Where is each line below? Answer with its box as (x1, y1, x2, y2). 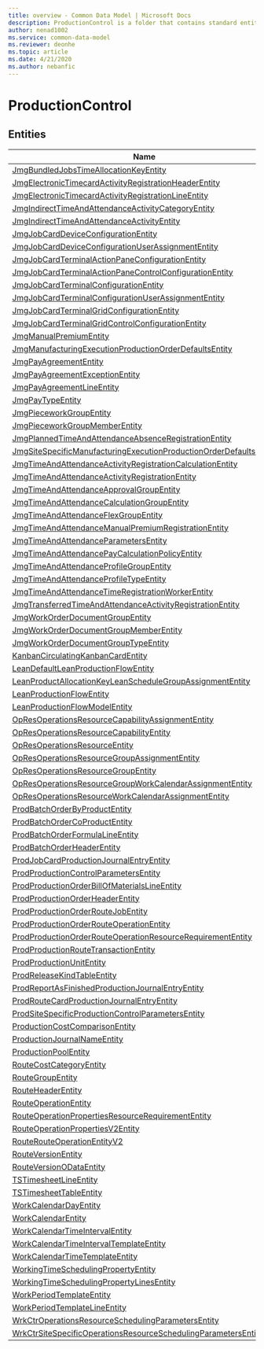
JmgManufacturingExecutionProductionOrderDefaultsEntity (12, 343, 233, 354)
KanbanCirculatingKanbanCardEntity (12, 650, 148, 661)
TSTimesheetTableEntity (12, 1187, 103, 1198)
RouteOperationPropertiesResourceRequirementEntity (12, 1110, 212, 1121)
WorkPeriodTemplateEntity (12, 1289, 112, 1300)
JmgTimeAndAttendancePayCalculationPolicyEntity (12, 547, 203, 558)
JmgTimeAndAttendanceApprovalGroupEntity (12, 484, 181, 495)
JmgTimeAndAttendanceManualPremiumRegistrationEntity (12, 522, 229, 533)
